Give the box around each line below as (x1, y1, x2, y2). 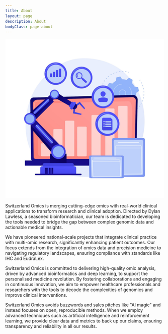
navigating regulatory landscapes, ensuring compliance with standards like (5, 250, 160, 256)
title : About (5, 8, 33, 13)
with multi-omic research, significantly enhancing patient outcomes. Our (5, 240, 155, 246)
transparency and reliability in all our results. (5, 323, 97, 329)
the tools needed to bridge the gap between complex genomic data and (5, 219, 154, 225)
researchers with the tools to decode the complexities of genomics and (5, 287, 153, 293)
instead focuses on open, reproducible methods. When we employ (5, 307, 143, 313)
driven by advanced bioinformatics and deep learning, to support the (5, 270, 148, 277)
